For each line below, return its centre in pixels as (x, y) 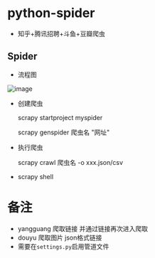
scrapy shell (36, 176)
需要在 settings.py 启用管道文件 (63, 246)
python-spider (51, 13)
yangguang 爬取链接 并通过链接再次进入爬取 (82, 228)
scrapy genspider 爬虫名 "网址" (64, 132)
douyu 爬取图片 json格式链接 (60, 237)
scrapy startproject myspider (60, 117)
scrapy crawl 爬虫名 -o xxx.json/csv (70, 162)
